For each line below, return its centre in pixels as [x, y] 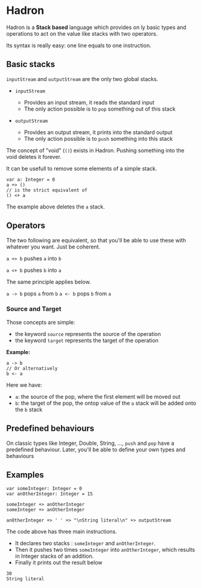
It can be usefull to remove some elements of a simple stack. [82, 168]
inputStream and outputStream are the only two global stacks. [82, 79]
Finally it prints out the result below [58, 563]
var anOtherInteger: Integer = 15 [50, 494]
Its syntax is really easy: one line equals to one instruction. [79, 45]
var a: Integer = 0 [31, 179]
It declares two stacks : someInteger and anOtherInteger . [85, 543]
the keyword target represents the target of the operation [87, 340]
